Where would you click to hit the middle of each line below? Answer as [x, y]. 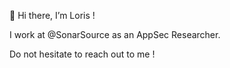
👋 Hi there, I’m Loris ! [52, 15]
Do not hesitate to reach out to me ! [82, 54]
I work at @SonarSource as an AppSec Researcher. [115, 34]
